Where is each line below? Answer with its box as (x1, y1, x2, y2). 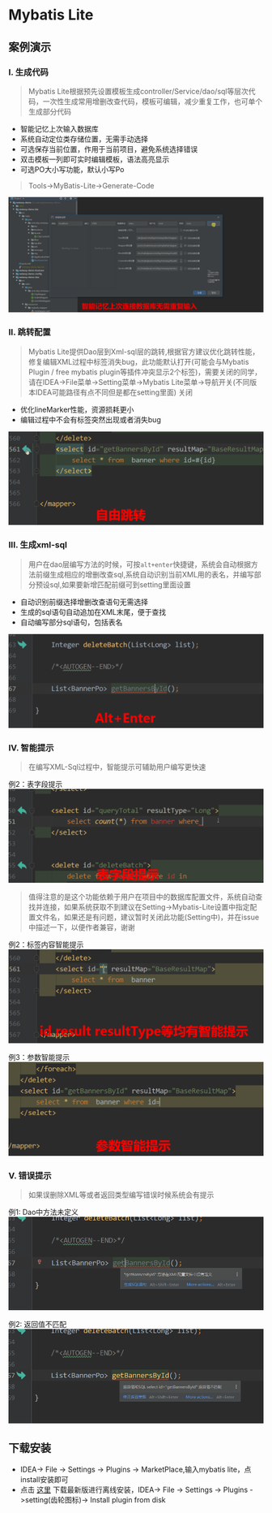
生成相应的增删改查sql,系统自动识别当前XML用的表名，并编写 (49, 569, 255, 579)
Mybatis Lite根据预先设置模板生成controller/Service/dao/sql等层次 (28, 86, 249, 96)
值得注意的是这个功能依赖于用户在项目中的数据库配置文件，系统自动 (28, 892, 256, 901)
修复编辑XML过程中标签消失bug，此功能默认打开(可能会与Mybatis (28, 357, 249, 366)
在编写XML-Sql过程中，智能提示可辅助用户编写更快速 (28, 762, 206, 772)
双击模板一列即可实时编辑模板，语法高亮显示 (19, 154, 170, 164)
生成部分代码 (28, 106, 71, 116)
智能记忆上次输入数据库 (19, 123, 99, 133)
